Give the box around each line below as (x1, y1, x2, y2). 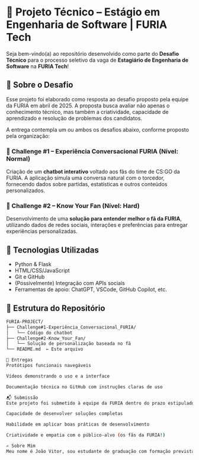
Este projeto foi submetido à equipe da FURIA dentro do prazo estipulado (6, 400, 195, 406)
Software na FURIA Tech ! (6, 62, 69, 70)
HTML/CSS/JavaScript (14, 267, 70, 274)
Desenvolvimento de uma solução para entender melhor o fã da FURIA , (6, 215, 182, 222)
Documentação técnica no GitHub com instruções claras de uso (6, 384, 163, 390)
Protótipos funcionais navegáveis (6, 363, 92, 369)
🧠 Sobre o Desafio (6, 80, 73, 90)
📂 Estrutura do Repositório (6, 303, 105, 313)
